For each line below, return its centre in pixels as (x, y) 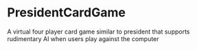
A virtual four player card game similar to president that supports (98, 32)
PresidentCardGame (66, 13)
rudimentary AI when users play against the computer (83, 38)
